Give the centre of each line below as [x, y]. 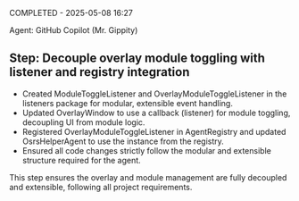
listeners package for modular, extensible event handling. [128, 103]
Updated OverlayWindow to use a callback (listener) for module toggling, [156, 113]
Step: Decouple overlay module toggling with [137, 59]
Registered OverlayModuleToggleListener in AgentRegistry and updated [154, 131]
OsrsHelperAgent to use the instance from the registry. [123, 141]
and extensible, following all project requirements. [101, 187]
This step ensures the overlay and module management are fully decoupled [148, 177]
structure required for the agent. [81, 160]
